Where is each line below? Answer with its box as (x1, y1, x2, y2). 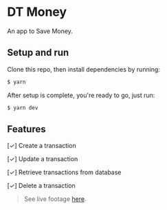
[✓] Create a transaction (7, 142, 77, 150)
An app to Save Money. (7, 27, 74, 35)
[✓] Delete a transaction (7, 182, 76, 190)
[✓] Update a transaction (7, 155, 78, 163)
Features (7, 123, 46, 135)
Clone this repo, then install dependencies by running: (7, 65, 160, 73)
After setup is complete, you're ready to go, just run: (7, 91, 155, 99)
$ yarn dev (7, 104, 38, 111)
